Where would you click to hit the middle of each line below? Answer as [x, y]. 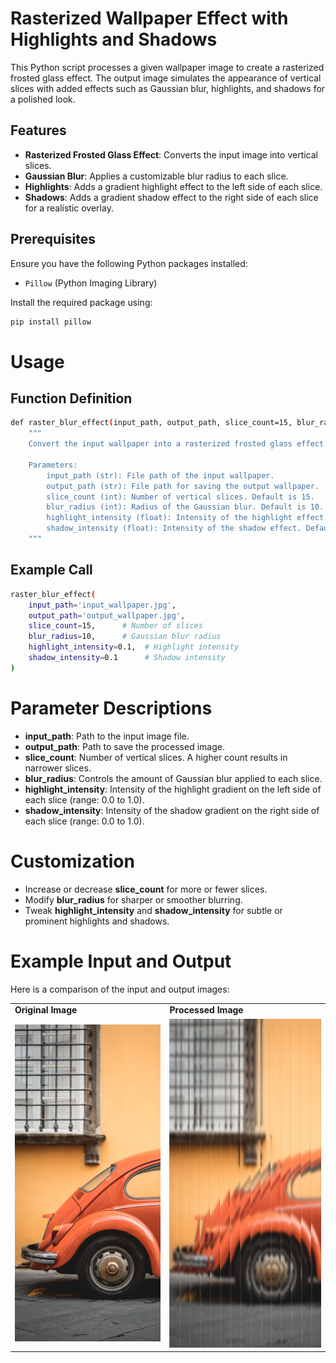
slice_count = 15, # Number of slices [115, 626]
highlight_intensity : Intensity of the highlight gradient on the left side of [173, 789]
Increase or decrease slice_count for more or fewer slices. [146, 889]
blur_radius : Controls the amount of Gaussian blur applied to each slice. [173, 778]
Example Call [51, 570]
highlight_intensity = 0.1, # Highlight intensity [134, 647]
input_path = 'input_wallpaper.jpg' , [102, 605]
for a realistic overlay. [69, 208]
